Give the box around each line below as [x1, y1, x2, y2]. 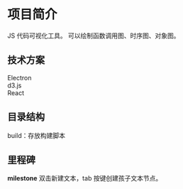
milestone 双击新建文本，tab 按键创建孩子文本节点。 [7, 174, 162, 183]
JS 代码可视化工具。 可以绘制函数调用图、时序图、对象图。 [7, 31, 180, 40]
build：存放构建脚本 [7, 131, 66, 139]
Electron [7, 73, 32, 82]
